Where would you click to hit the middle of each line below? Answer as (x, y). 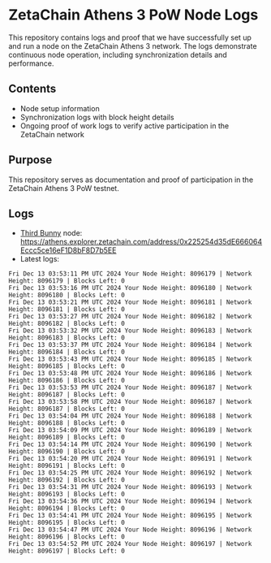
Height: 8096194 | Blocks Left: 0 (67, 509)
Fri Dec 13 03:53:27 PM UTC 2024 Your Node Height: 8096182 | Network (130, 317)
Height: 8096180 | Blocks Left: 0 (67, 295)
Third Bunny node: (51, 233)
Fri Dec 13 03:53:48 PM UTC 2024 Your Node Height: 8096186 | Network (130, 374)
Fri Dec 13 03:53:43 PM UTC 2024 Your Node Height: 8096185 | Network (130, 359)
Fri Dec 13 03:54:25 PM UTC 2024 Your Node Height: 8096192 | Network (130, 473)
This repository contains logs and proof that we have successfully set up (130, 37)
